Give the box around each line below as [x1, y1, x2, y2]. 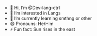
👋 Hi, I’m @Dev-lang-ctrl [9, 5, 60, 10]
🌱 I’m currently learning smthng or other [9, 15, 92, 21]
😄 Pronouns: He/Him [9, 20, 54, 26]
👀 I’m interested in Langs [9, 10, 61, 16]
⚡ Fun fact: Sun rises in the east [9, 26, 76, 32]
